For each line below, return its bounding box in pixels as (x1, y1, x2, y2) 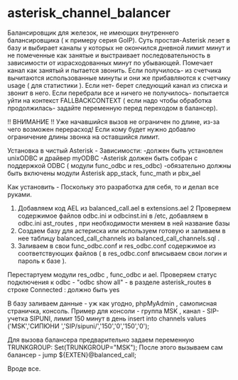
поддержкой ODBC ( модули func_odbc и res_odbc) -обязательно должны (7, 161, 232, 169)
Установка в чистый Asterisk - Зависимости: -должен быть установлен (7, 146, 224, 155)
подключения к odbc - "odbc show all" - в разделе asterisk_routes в (7, 278, 212, 286)
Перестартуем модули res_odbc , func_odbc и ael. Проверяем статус (7, 270, 217, 279)
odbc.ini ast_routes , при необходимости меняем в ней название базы (17, 218, 230, 228)
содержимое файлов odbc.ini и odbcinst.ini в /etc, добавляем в (17, 211, 208, 220)
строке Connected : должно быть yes (7, 285, 120, 294)
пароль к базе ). (17, 257, 67, 265)
